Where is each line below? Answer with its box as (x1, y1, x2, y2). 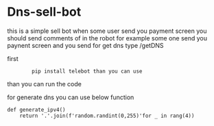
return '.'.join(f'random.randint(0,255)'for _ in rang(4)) (19, 112, 195, 119)
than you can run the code (7, 79, 82, 88)
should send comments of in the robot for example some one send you (7, 34, 208, 42)
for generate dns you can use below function (7, 93, 134, 101)
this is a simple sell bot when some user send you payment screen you (7, 27, 207, 35)
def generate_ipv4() (7, 106, 67, 113)
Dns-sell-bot (7, 4, 82, 20)
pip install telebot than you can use (32, 68, 143, 75)
